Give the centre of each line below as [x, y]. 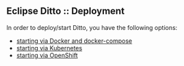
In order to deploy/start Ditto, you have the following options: [92, 27]
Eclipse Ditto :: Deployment [65, 11]
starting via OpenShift [47, 55]
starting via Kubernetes [49, 48]
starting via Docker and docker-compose [74, 41]
